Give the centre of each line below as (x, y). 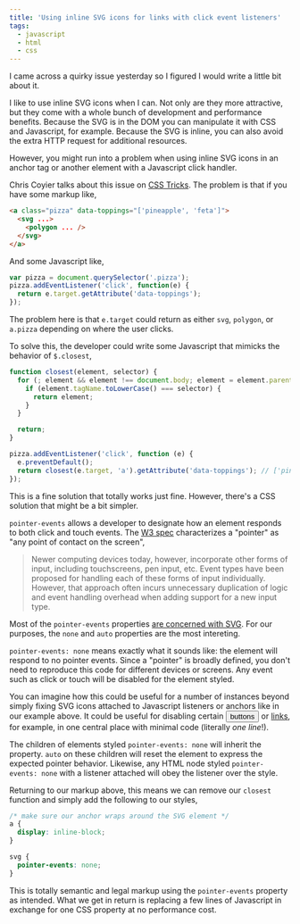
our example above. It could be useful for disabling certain (117, 716)
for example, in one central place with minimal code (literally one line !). (139, 727)
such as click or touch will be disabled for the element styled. (122, 678)
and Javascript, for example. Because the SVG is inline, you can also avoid (146, 131)
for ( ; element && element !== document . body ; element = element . (143, 380)
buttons (242, 716)
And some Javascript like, (57, 261)
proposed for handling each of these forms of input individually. (148, 578)
